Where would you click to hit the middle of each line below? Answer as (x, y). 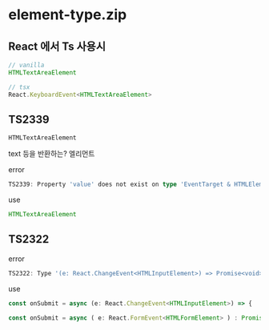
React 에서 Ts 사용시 (57, 46)
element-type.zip (68, 15)
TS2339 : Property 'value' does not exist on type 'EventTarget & (119, 185)
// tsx (19, 87)
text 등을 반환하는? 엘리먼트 (52, 154)
